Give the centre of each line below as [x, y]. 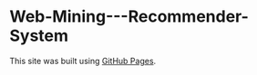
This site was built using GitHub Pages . [83, 61]
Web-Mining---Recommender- [129, 17]
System [39, 36]
